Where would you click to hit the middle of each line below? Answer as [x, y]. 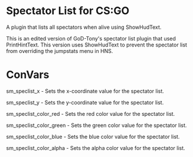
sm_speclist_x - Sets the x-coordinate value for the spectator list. [85, 91]
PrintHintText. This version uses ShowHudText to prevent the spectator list [97, 45]
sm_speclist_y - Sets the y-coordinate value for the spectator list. [85, 102]
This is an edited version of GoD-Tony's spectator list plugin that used [91, 38]
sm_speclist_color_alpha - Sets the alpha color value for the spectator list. [96, 148]
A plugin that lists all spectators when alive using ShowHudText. [84, 27]
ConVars [28, 75]
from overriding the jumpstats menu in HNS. [60, 51]
